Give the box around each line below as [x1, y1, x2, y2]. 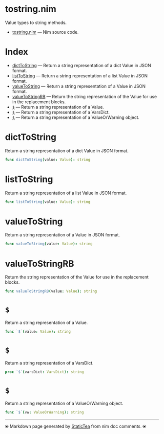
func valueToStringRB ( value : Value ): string [5, 289, 97, 294]
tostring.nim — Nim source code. [12, 29, 79, 35]
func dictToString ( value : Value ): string [5, 157, 91, 162]
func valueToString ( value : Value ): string [5, 241, 93, 247]
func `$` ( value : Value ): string [5, 329, 71, 334]
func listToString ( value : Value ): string [5, 199, 91, 204]
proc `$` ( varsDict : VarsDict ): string [5, 369, 84, 374]
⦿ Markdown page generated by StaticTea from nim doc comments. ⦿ [5, 423, 146, 429]
